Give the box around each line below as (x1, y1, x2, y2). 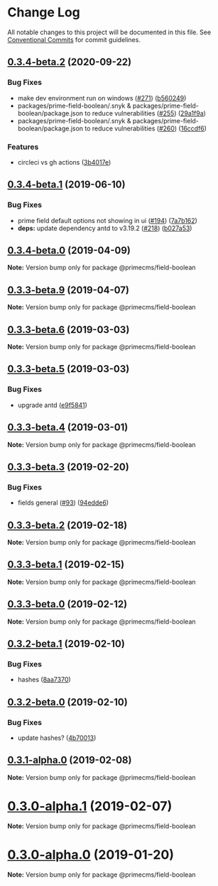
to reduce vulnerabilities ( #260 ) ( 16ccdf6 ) (85, 124, 207, 133)
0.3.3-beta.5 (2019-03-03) (7, 363, 130, 375)
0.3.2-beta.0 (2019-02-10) (7, 696, 128, 708)
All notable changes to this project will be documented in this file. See (7, 28, 212, 36)
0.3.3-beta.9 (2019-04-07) (7, 284, 130, 296)
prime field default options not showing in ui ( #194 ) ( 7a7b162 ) (17, 216, 197, 225)
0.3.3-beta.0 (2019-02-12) (7, 598, 128, 610)
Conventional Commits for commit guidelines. (7, 35, 141, 43)
